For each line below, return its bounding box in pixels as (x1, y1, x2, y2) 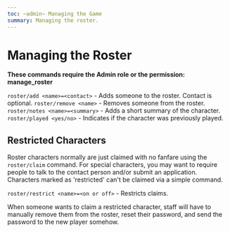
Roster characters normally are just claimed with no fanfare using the (7, 153, 207, 162)
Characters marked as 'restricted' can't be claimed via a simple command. (7, 175, 223, 184)
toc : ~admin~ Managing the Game (7, 10, 102, 18)
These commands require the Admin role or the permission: (7, 70, 185, 79)
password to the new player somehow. (7, 218, 120, 226)
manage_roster (7, 78, 53, 87)
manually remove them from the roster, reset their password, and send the (7, 210, 223, 219)
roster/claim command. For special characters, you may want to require (7, 160, 218, 169)
